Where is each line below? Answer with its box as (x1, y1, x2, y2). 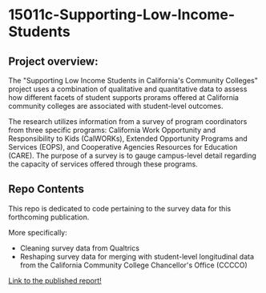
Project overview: (8, 54, 99, 68)
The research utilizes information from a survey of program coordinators (8, 117, 248, 126)
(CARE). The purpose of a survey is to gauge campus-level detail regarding (8, 151, 256, 160)
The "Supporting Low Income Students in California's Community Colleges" (8, 76, 258, 85)
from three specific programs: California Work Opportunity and (8, 126, 216, 134)
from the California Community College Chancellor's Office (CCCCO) (19, 260, 248, 270)
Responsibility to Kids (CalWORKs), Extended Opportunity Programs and (8, 134, 248, 143)
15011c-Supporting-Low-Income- (8, 6, 236, 24)
